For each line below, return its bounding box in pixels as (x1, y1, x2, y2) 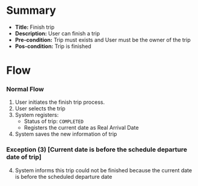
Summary (6, 4, 56, 17)
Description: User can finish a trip (14, 29, 101, 37)
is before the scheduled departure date (14, 173, 113, 180)
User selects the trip (14, 105, 66, 112)
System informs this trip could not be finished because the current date (14, 166, 193, 174)
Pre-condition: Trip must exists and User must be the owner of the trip (14, 36, 191, 43)
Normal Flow (6, 85, 44, 94)
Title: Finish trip (14, 23, 55, 31)
